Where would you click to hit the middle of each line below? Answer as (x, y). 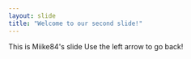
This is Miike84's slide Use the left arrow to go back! (96, 46)
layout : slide (32, 16)
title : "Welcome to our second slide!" (76, 23)
